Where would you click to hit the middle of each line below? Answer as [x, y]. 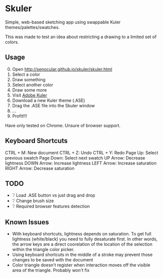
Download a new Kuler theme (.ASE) [49, 100]
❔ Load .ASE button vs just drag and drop [53, 195]
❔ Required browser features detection [51, 207]
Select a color [26, 74]
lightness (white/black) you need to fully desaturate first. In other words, [85, 239]
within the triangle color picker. [43, 250]
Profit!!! [20, 116]
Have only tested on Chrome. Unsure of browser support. [63, 125]
